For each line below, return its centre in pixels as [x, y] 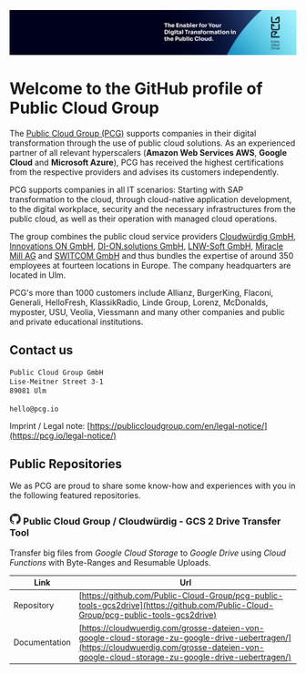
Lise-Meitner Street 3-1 [56, 382]
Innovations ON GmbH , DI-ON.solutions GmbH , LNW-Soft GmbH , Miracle [147, 246]
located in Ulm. [38, 275]
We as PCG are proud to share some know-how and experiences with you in [153, 486]
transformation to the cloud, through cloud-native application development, [151, 199]
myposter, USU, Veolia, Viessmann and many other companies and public [147, 311]
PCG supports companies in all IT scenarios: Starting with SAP [127, 189]
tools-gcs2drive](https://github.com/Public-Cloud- [176, 606]
